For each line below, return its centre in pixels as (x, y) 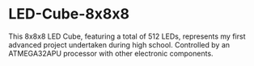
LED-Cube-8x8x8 (69, 14)
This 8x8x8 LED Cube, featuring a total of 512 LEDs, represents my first (127, 36)
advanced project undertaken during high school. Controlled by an (119, 44)
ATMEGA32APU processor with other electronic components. (111, 53)
